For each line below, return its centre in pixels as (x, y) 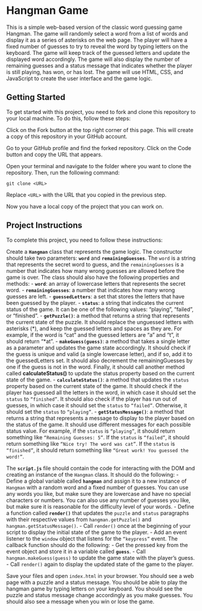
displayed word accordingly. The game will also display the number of (93, 59)
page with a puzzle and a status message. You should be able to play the (97, 582)
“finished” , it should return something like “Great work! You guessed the (97, 450)
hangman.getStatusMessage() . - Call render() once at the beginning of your (99, 525)
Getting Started (36, 97)
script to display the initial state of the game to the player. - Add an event (96, 532)
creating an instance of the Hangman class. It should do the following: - (93, 474)
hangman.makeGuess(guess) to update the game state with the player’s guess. (100, 557)
